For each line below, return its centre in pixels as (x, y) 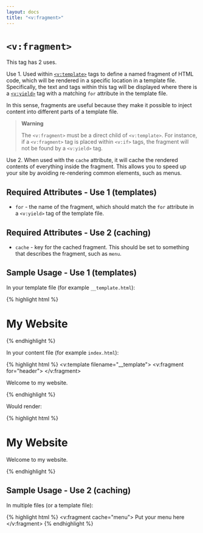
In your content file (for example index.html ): (63, 352)
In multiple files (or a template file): (50, 505)
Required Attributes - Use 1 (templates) (81, 192)
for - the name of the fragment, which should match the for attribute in (105, 207)
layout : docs (23, 12)
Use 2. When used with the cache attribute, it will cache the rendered (92, 160)
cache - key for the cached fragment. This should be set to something (102, 247)
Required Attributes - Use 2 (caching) (78, 232)
